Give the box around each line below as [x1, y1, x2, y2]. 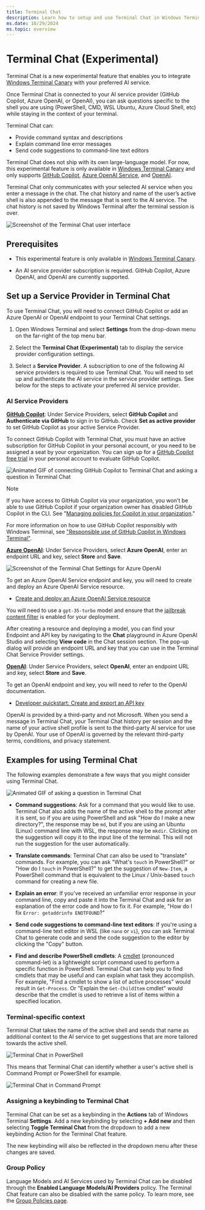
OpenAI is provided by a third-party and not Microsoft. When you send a [6, 711, 189, 719]
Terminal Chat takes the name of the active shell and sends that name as [6, 1026, 189, 1034]
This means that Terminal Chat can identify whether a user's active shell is [6, 1063, 193, 1071]
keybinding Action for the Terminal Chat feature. [6, 1130, 128, 1137]
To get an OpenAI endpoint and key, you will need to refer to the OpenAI [6, 681, 187, 688]
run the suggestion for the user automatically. [15, 840, 130, 847]
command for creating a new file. [15, 877, 99, 885]
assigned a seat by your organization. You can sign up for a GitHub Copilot [6, 448, 194, 456]
